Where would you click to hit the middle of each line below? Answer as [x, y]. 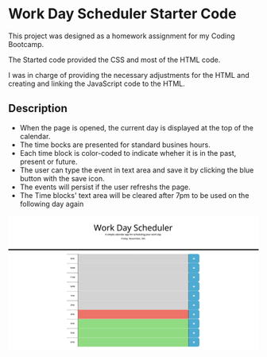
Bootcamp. [26, 44]
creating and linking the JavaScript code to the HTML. [97, 83]
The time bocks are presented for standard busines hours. [115, 145]
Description [38, 109]
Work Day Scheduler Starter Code [122, 14]
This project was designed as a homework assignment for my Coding [122, 36]
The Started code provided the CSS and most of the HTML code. [114, 60]
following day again [52, 204]
